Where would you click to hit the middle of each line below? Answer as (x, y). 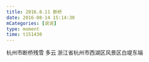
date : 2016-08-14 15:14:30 (41, 18)
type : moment (23, 29)
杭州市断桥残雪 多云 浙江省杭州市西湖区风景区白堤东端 (75, 53)
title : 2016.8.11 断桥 (34, 12)
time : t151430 (24, 35)
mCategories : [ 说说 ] (31, 23)
